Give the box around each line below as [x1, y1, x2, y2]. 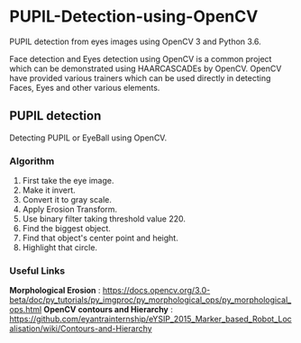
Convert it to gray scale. [22, 194, 113, 205]
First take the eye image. [22, 176, 114, 186]
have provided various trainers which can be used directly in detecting [9, 72, 271, 83]
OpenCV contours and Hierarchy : [43, 304, 174, 315]
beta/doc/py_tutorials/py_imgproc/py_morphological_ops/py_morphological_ [9, 294, 292, 305]
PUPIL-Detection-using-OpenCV [9, 6, 259, 27]
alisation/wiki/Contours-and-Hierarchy [9, 323, 152, 334]
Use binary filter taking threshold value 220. [22, 213, 187, 224]
